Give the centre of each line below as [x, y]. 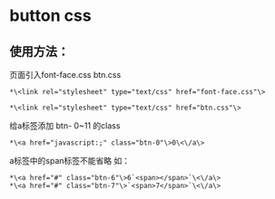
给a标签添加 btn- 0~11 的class [65, 126]
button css [51, 16]
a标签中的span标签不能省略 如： [70, 161]
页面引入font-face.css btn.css [65, 75]
